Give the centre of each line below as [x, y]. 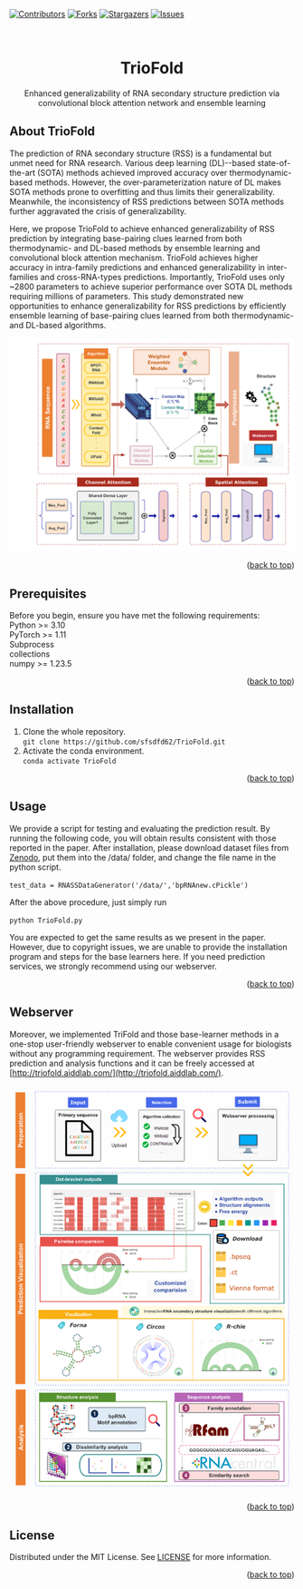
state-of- [274, 162]
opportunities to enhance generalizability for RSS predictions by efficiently [148, 306]
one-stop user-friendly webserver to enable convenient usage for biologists [151, 1044]
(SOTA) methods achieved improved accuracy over [133, 172]
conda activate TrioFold [69, 761]
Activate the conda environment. [83, 751]
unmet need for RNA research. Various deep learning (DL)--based [133, 162]
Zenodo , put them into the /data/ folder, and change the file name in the [143, 857]
